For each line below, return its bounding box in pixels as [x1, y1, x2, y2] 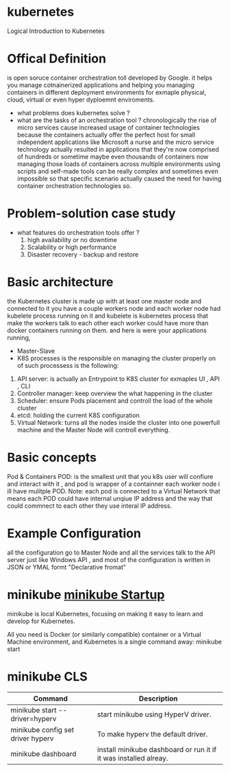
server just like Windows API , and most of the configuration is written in [7, 555, 211, 563]
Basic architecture [7, 274, 114, 290]
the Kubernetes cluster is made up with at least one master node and [7, 296, 202, 305]
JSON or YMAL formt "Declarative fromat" [7, 563, 127, 571]
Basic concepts [7, 449, 97, 465]
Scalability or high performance [27, 243, 116, 251]
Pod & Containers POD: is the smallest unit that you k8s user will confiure [7, 472, 214, 480]
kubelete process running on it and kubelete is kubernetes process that [7, 312, 209, 320]
